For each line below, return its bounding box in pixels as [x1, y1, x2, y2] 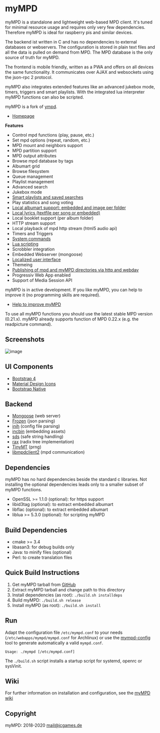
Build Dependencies [5, 526, 68, 534]
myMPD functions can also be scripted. [5, 94, 84, 100]
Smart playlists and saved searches [12, 194, 84, 200]
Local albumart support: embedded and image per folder [12, 205, 126, 210]
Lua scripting [12, 241, 39, 247]
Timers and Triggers [12, 230, 53, 236]
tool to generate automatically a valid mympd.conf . [5, 640, 104, 646]
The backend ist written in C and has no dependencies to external [5, 39, 137, 44]
